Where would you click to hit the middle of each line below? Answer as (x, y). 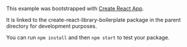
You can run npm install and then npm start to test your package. (88, 37)
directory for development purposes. (52, 26)
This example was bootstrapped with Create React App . (75, 9)
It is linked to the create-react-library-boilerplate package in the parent (93, 20)
